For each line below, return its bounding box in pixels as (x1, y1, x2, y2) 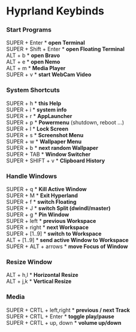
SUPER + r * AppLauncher (6, 112, 72, 119)
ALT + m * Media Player (6, 65, 66, 72)
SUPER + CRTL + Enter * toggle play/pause (6, 313, 114, 320)
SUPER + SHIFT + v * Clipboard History (6, 157, 105, 164)
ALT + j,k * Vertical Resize (6, 277, 72, 285)
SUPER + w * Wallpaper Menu (6, 138, 82, 145)
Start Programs (6, 26, 52, 34)
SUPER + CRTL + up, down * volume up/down (6, 319, 122, 326)
